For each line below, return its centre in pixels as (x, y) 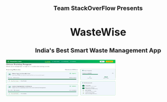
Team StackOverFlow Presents (98, 8)
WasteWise (98, 32)
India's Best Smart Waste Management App (98, 51)
